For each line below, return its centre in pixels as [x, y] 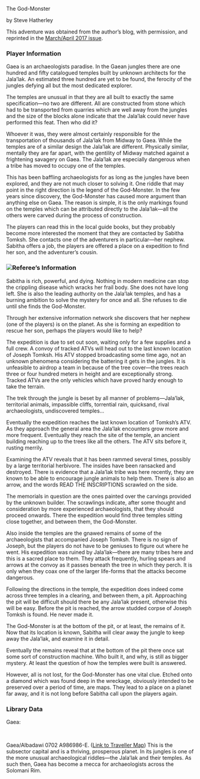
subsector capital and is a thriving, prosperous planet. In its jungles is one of [100, 751]
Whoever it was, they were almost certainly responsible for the [83, 134]
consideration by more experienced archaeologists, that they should [90, 509]
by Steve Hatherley [30, 20]
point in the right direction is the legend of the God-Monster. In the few [93, 190]
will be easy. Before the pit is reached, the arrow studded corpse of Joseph [99, 608]
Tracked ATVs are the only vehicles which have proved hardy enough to [95, 380]
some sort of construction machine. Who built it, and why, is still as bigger [97, 657]
